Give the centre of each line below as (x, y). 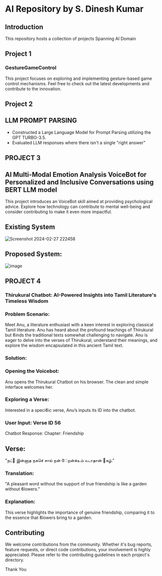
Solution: (16, 358)
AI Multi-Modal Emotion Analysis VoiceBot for (76, 175)
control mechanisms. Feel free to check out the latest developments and (77, 83)
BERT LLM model (31, 190)
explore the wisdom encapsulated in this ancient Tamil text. (64, 345)
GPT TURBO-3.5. (29, 137)
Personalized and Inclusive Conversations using (80, 182)
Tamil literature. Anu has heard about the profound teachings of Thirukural (79, 330)
